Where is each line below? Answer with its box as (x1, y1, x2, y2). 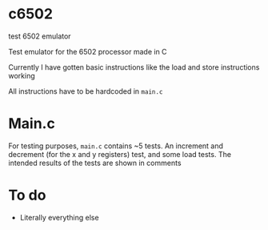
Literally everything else (19, 212, 99, 222)
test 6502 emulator (8, 31, 71, 41)
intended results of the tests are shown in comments (8, 158, 182, 167)
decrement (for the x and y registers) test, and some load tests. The (8, 149, 232, 159)
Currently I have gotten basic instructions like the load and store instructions (8, 62, 260, 72)
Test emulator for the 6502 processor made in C (8, 46, 167, 56)
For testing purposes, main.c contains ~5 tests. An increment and (8, 141, 224, 151)
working (8, 71, 36, 80)
